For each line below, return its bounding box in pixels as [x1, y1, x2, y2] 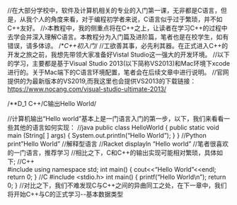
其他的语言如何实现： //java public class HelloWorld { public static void [13, 123, 219, 131]
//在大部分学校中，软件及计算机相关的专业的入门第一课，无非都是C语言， [7, 6, 221, 14]
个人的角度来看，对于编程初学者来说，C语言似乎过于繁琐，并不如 [31, 15, 223, 23]
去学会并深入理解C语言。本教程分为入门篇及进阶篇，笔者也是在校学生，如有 [7, 33, 229, 41]
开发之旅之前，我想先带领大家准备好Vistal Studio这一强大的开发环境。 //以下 [7, 50, 230, 59]
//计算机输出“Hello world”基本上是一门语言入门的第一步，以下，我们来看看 [7, 115, 224, 122]
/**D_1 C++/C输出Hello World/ [7, 100, 97, 107]
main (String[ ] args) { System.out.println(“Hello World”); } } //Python [7, 131, 207, 139]
